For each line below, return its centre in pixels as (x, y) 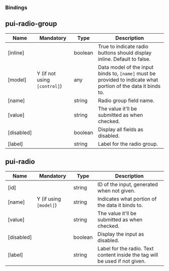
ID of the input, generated (128, 184)
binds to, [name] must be (127, 73)
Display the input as (121, 234)
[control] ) (50, 86)
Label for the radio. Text (125, 248)
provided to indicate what (128, 79)
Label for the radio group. (128, 144)
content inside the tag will (128, 254)
